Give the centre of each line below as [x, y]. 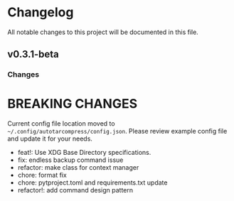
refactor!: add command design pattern [75, 190]
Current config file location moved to [61, 124]
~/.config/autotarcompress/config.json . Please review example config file [117, 131]
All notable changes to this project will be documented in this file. [103, 32]
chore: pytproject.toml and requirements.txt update [92, 183]
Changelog [41, 12]
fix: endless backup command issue [70, 160]
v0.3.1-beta [33, 54]
